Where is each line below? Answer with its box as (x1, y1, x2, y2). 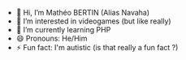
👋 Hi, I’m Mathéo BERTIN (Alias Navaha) (15, 8, 150, 17)
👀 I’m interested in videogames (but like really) (15, 16, 172, 26)
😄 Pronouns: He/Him (15, 33, 88, 43)
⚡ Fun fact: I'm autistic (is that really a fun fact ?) (15, 43, 179, 52)
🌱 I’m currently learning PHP (15, 25, 111, 34)
